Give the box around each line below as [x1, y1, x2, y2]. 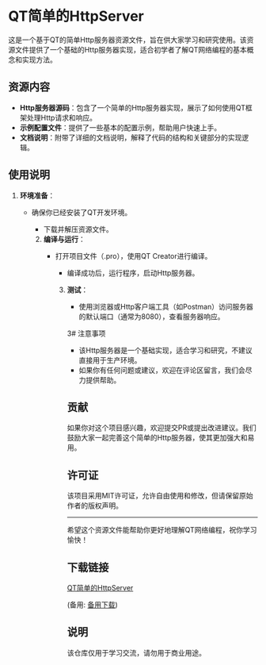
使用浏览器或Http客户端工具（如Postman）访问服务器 [78, 302, 253, 311]
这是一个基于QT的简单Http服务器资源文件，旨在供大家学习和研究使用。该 [8, 35, 247, 44]
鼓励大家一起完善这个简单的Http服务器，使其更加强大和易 [66, 433, 255, 443]
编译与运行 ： [43, 234, 85, 244]
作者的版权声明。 [66, 501, 123, 510]
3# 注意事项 [66, 329, 106, 338]
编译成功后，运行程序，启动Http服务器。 [66, 267, 199, 278]
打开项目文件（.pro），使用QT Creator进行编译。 [55, 251, 212, 260]
